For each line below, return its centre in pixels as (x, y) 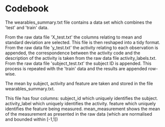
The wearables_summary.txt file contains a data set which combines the (79, 22)
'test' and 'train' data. (27, 27)
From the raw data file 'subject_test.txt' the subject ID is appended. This (78, 63)
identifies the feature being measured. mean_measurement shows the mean (83, 109)
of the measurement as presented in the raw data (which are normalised (79, 114)
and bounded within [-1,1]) (32, 119)
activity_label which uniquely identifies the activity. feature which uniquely (81, 103)
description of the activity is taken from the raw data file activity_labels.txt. (81, 58)
